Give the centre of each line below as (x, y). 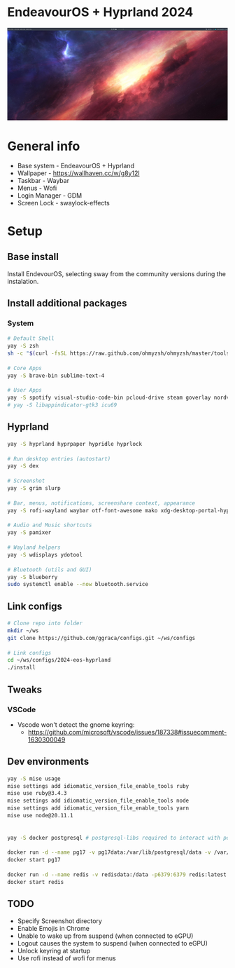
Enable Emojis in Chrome (53, 928)
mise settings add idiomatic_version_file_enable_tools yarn (98, 808)
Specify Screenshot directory (60, 921)
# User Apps (24, 390)
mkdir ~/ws (23, 630)
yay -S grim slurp (34, 489)
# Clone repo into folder (45, 623)
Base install (33, 257)
